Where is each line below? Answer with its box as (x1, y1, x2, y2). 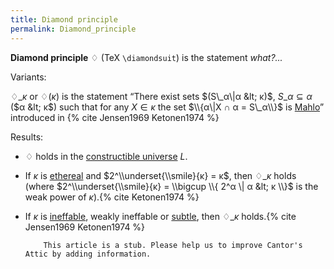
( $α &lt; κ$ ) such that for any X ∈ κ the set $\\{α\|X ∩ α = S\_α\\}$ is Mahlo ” (10, 101, 325, 113)
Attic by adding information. (24, 249, 152, 259)
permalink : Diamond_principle (10, 24, 137, 34)
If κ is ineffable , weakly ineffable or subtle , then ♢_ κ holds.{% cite (24, 210, 297, 222)
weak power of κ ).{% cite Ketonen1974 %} (24, 191, 200, 203)
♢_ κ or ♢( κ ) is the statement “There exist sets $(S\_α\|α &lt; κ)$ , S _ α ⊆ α (10, 90, 313, 102)
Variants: (10, 71, 47, 83)
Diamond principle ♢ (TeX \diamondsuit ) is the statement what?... (10, 51, 283, 63)
